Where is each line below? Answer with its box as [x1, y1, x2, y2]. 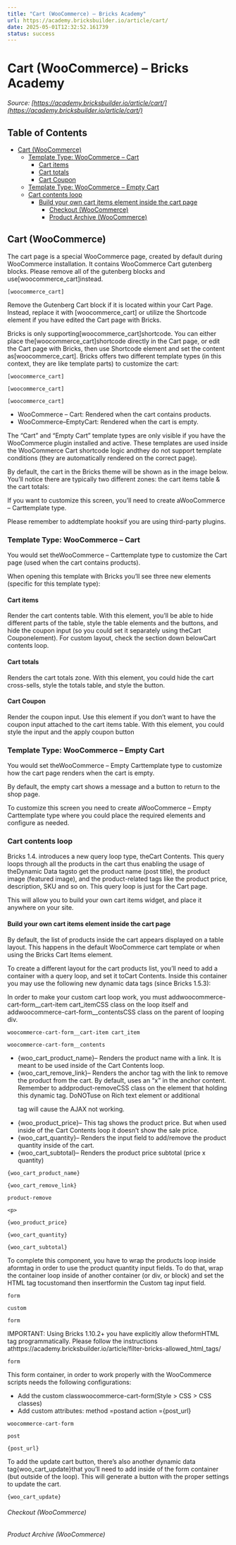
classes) [17, 1399, 42, 1407]
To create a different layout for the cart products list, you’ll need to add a [7, 964, 218, 973]
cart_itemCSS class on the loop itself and [69, 1000, 189, 1009]
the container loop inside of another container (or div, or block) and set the [7, 1271, 224, 1280]
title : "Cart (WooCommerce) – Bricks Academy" [7, 10, 147, 18]
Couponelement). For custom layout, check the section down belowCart [7, 634, 216, 642]
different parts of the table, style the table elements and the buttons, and [7, 619, 218, 627]
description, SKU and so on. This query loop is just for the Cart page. [7, 882, 208, 891]
